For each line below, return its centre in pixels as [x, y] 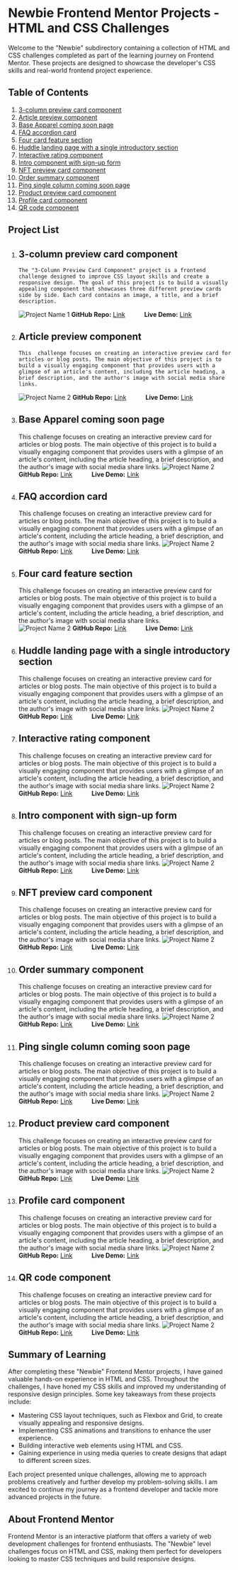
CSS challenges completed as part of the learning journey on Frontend [111, 55]
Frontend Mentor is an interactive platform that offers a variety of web [110, 1537]
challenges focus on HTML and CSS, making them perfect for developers [115, 1552]
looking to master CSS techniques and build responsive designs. [102, 1559]
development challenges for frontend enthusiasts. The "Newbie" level [109, 1544]
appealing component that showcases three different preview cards [120, 288]
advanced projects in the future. [55, 1497]
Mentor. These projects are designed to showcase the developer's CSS [112, 62]
